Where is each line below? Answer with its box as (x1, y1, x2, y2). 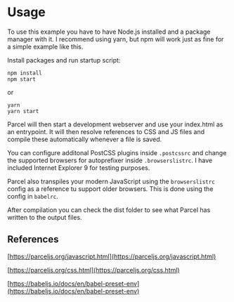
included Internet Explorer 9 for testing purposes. (7, 163, 150, 172)
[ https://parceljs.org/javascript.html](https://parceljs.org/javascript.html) (7, 252, 216, 261)
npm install (7, 70, 42, 77)
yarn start (7, 107, 39, 114)
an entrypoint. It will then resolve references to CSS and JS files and (7, 127, 205, 136)
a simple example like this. (7, 42, 84, 51)
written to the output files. (7, 213, 82, 221)
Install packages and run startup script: (7, 55, 121, 64)
